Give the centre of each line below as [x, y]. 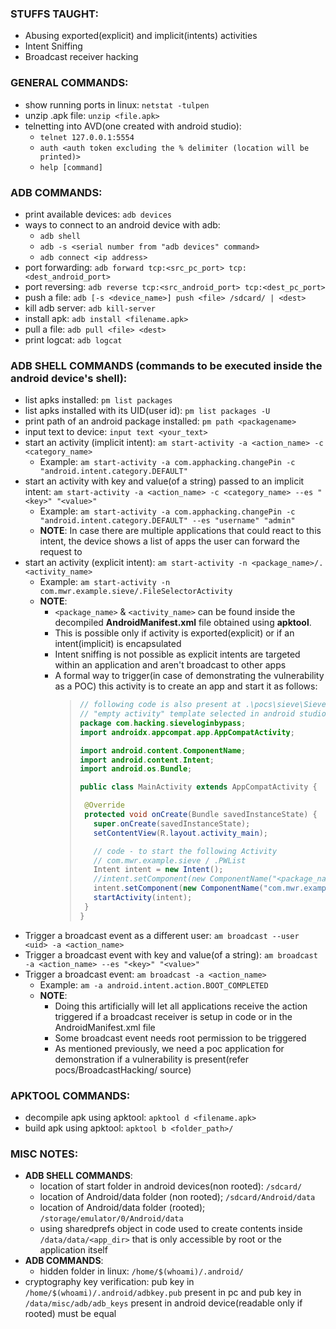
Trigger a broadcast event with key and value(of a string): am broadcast [171, 954]
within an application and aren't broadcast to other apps [170, 665]
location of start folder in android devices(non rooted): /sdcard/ [171, 1186]
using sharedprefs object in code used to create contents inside [171, 1229]
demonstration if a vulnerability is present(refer [151, 1059]
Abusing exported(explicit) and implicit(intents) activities [141, 36]
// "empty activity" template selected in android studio [203, 714]
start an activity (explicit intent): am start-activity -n [136, 563]
